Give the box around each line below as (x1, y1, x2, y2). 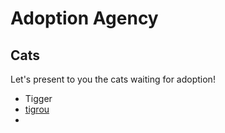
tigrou (24, 103, 50, 115)
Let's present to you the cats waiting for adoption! (10, 73, 216, 85)
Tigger (24, 93, 53, 104)
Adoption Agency (10, 7, 159, 30)
